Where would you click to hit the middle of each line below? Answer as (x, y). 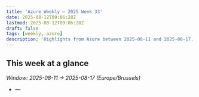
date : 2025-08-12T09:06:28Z (41, 17)
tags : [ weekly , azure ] (34, 34)
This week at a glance (48, 63)
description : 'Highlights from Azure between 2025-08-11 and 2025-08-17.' (101, 39)
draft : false (22, 28)
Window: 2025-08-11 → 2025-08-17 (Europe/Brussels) (74, 77)
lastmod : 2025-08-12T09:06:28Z (45, 23)
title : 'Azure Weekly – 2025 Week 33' (54, 12)
